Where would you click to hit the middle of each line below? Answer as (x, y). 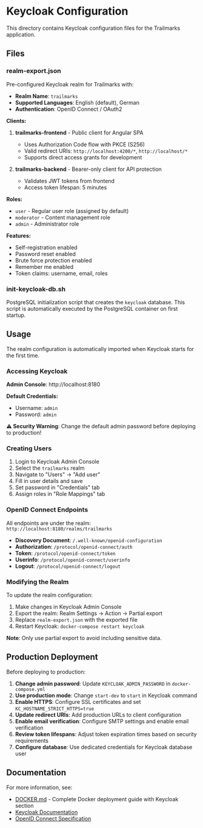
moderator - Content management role (63, 217)
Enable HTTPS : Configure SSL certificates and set (78, 701)
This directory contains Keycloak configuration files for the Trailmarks (93, 28)
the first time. (23, 355)
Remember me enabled (44, 266)
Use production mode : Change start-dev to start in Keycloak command (106, 695)
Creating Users (29, 448)
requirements (32, 740)
